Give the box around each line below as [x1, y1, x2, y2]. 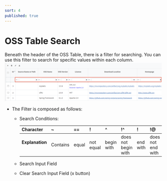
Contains [51, 142, 70, 148]
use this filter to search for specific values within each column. [4, 57, 134, 63]
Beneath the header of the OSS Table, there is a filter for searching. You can [4, 52, 161, 58]
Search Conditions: [19, 115, 59, 121]
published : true [4, 13, 38, 18]
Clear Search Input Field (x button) [19, 171, 91, 177]
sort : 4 [4, 8, 21, 13]
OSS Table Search [4, 35, 81, 47]
